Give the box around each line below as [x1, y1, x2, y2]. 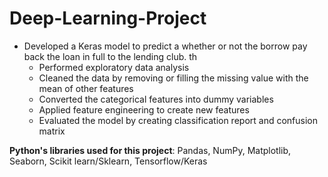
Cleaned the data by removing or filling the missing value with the [38, 72, 309, 84]
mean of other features [38, 82, 134, 94]
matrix [38, 125, 66, 137]
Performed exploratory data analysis [38, 61, 190, 73]
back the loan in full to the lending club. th [23, 50, 198, 62]
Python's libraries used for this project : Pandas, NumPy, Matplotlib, [9, 144, 292, 156]
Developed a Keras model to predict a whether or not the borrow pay [23, 40, 308, 52]
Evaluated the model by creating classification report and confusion [38, 114, 319, 126]
